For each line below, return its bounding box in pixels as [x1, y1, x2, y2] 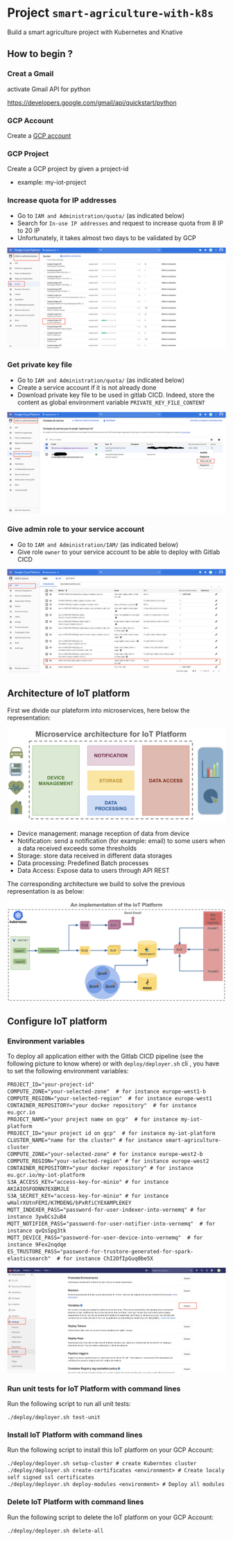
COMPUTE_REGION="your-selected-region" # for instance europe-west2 [7, 1157, 209, 1165]
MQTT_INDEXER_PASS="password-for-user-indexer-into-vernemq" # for [7, 1206, 207, 1214]
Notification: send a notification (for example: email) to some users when [17, 837, 225, 845]
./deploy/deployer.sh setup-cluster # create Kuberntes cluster [7, 1460, 197, 1467]
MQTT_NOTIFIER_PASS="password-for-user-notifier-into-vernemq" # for [7, 1220, 216, 1228]
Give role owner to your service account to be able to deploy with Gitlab [17, 548, 221, 556]
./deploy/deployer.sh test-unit [7, 1414, 101, 1421]
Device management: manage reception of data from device [17, 830, 189, 838]
